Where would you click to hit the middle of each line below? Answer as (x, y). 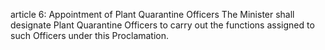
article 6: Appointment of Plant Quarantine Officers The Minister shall (152, 14)
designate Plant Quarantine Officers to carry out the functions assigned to (162, 25)
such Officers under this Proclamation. (90, 35)
